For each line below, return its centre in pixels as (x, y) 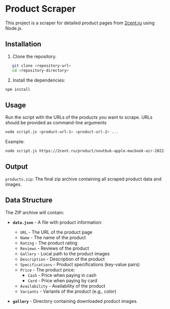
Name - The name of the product (53, 237)
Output (16, 167)
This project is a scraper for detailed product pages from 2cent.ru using (80, 23)
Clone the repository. (34, 56)
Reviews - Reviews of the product (55, 248)
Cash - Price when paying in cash (62, 275)
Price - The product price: (48, 269)
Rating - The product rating (49, 243)
